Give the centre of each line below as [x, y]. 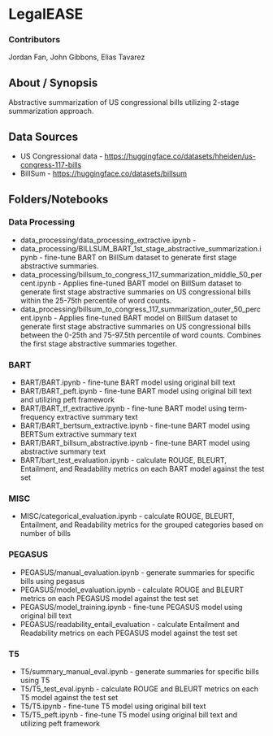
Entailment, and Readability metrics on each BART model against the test [142, 469]
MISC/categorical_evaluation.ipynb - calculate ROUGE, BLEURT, [128, 516]
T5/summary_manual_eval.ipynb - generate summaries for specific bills [140, 671]
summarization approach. [51, 111]
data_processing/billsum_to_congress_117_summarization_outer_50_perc [141, 309]
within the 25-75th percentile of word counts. [96, 300]
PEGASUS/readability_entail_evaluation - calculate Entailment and [130, 624]
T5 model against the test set [69, 697]
